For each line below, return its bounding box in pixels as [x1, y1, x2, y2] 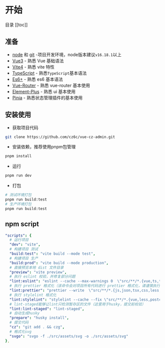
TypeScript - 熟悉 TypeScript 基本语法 [12, 70, 87, 76]
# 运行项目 [9, 238, 29, 243]
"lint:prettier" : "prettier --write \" [9, 288, 93, 293]
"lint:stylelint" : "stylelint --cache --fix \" [9, 297, 109, 302]
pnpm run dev [5, 173, 32, 178]
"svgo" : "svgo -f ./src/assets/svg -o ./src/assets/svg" [9, 334, 129, 339]
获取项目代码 [12, 124, 38, 131]
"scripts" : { [5, 233, 32, 238]
